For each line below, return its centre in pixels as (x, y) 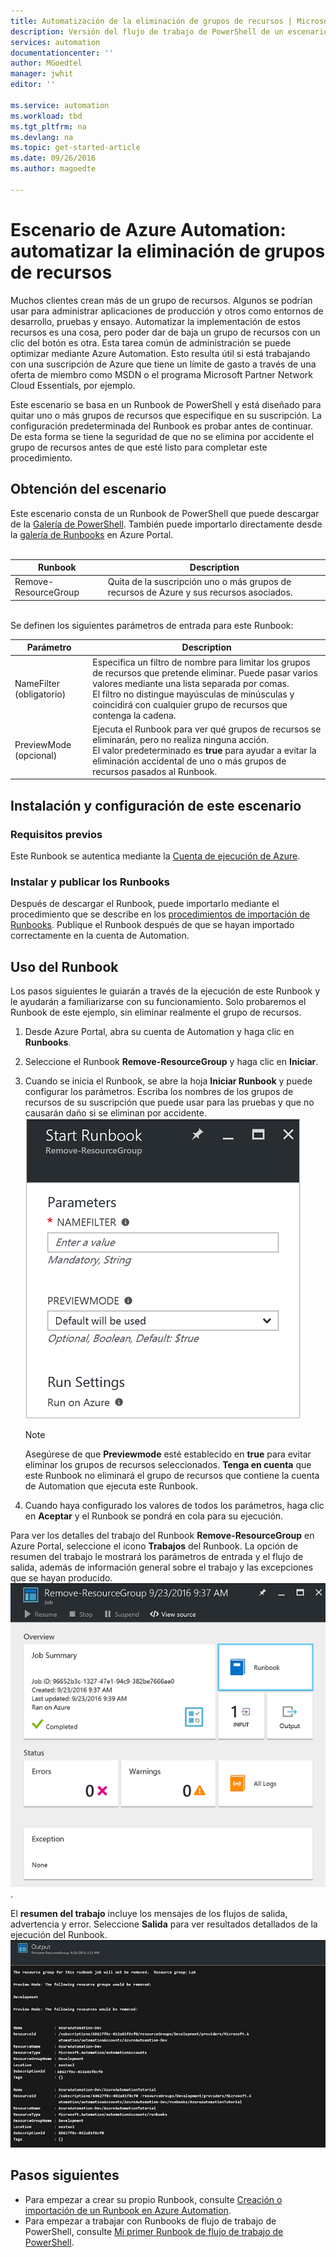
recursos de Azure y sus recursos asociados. (200, 592)
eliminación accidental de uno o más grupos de (189, 761)
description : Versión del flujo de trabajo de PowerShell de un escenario (169, 31)
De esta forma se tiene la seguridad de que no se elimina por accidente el (162, 436)
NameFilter (37, 683)
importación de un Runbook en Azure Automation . (128, 2210)
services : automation (55, 42)
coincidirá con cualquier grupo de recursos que (190, 704)
